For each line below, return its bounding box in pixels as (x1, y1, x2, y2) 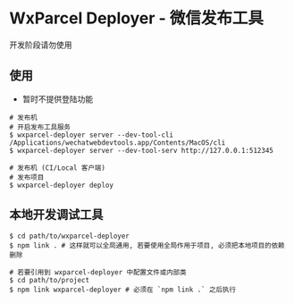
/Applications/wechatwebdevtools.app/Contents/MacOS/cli (9, 138, 226, 147)
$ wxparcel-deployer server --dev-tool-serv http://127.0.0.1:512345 (9, 146, 274, 155)
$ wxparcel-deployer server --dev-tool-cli (9, 130, 174, 139)
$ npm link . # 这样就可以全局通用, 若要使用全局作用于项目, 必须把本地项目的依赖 (9, 240, 285, 250)
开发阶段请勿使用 (9, 39, 72, 50)
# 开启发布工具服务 (9, 122, 71, 131)
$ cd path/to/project (9, 275, 90, 284)
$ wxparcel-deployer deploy (9, 181, 114, 189)
